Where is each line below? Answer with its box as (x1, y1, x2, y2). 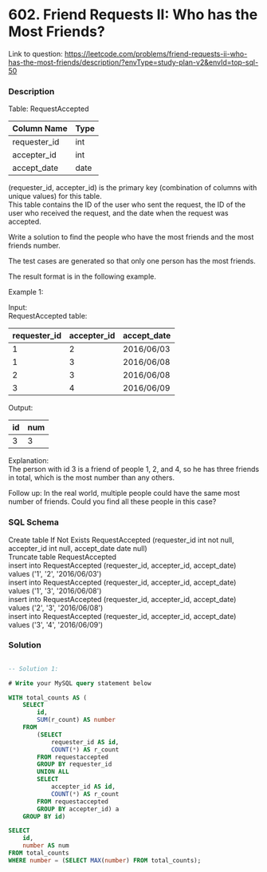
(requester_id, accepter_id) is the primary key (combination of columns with (8, 183, 257, 192)
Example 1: (8, 287, 44, 297)
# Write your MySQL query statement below (8, 679, 151, 688)
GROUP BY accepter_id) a (37, 805, 120, 813)
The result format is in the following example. (8, 272, 157, 281)
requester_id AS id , (50, 738, 120, 746)
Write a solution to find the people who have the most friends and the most (8, 232, 254, 242)
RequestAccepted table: (8, 311, 88, 321)
